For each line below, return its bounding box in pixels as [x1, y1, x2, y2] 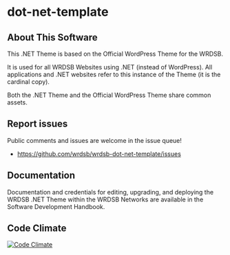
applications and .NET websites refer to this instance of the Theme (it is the [7, 70, 221, 78]
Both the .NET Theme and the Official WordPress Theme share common [7, 91, 211, 99]
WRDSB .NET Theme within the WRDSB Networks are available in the [7, 195, 204, 203]
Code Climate [7, 223, 67, 234]
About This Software [7, 32, 98, 43]
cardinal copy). [7, 78, 50, 86]
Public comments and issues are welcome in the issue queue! [7, 136, 182, 144]
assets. [7, 98, 28, 107]
